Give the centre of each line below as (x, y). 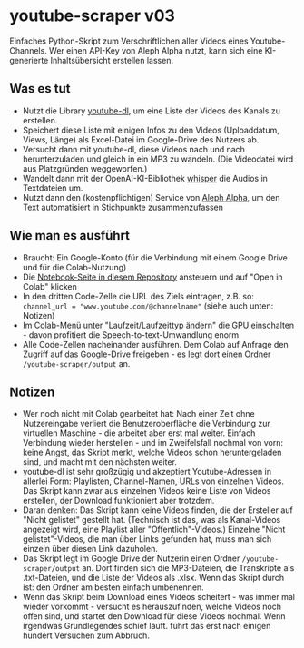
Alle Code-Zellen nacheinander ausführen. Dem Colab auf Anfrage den (155, 344)
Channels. (28, 50)
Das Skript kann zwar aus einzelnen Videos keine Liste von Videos (147, 491)
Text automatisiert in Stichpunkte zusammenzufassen (123, 207)
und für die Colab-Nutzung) (74, 267)
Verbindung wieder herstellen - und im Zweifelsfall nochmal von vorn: (153, 443)
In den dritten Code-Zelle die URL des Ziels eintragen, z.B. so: (138, 296)
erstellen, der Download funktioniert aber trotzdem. (118, 501)
